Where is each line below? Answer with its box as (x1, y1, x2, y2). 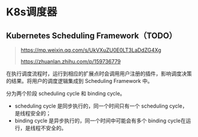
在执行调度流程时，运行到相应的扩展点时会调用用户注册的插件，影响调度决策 (6, 70, 192, 77)
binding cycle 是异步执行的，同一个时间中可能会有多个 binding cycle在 (14, 117, 186, 124)
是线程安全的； (14, 110, 51, 116)
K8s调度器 (6, 5, 58, 19)
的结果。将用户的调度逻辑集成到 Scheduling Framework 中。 (6, 78, 153, 84)
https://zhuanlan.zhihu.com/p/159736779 (20, 58, 121, 65)
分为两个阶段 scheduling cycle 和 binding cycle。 (6, 90, 126, 97)
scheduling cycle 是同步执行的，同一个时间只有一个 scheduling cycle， (14, 102, 187, 109)
